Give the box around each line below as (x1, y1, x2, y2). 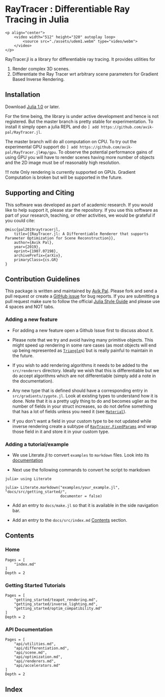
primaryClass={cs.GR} (14, 257, 58, 262)
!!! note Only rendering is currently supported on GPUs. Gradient (5, 169, 136, 175)
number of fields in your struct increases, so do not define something (12, 403, 153, 409)
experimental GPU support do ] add (5, 144, 78, 150)
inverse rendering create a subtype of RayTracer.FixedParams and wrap (12, 423, 157, 429)
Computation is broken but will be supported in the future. (5, 174, 123, 180)
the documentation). (12, 378, 54, 384)
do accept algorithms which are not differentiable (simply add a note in (12, 373, 156, 379)
